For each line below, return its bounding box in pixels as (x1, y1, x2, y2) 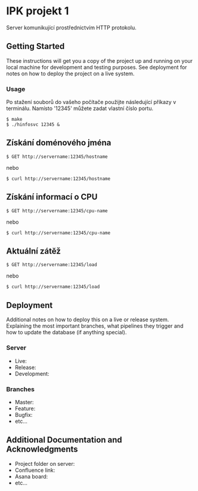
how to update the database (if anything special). (6, 329, 127, 336)
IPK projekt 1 (6, 4, 69, 18)
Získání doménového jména (6, 138, 112, 148)
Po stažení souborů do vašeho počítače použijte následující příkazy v (6, 99, 177, 106)
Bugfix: (14, 411, 33, 418)
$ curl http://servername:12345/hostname (6, 175, 111, 182)
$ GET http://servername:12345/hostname (6, 154, 109, 160)
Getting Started (6, 41, 65, 51)
